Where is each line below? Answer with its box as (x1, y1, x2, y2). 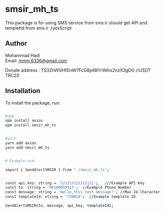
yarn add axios (5, 141, 37, 146)
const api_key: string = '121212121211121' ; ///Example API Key (5, 180, 145, 185)
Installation (5, 87, 41, 95)
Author (5, 39, 27, 48)
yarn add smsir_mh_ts (5, 145, 50, 150)
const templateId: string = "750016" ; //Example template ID (5, 194, 136, 199)
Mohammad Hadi (5, 52, 41, 58)
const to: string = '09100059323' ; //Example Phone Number (5, 185, 132, 190)
